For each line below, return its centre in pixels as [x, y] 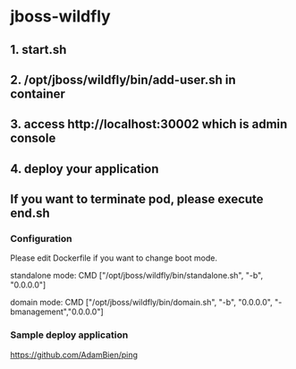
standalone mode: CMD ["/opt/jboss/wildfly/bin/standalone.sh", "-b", [136, 276]
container [38, 94]
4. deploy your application [85, 169]
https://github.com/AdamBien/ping [74, 355]
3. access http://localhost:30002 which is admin [149, 124]
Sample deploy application [69, 335]
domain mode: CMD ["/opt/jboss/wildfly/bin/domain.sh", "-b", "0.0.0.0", [141, 303]
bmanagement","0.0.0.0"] [57, 312]
